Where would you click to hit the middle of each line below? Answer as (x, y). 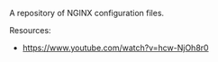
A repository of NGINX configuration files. (87, 13)
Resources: (30, 30)
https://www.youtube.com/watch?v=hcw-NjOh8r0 (115, 48)
